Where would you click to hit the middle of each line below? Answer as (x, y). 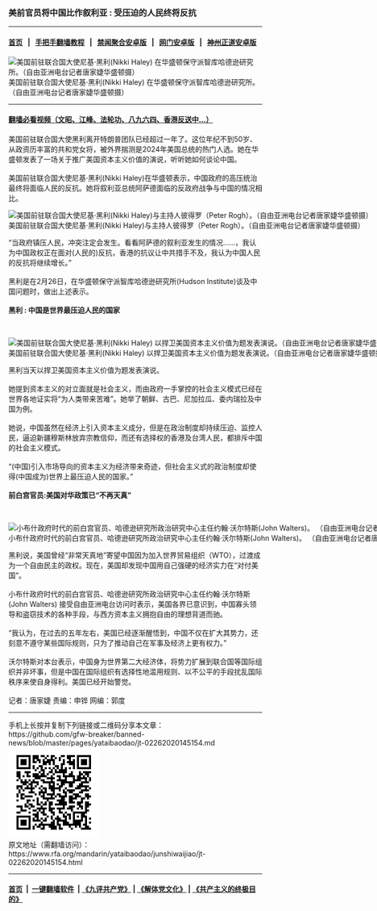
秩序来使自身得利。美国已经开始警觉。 (72, 681)
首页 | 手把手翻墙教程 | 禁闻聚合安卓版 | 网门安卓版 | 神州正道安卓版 (133, 42)
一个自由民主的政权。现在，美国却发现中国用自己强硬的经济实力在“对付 (133, 565)
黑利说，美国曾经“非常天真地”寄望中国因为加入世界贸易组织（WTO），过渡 (131, 555)
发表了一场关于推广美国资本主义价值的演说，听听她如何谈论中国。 (132, 159)
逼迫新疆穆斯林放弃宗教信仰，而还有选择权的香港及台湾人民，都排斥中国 (142, 437)
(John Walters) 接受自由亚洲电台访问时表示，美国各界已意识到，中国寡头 (129, 604)
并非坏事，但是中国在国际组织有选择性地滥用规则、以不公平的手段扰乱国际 (139, 671)
